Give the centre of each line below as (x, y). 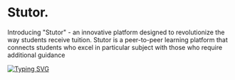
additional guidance (36, 55)
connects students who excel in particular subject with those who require (115, 47)
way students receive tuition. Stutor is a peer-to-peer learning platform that (117, 39)
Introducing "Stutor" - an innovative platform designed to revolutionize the (116, 32)
